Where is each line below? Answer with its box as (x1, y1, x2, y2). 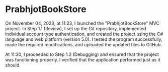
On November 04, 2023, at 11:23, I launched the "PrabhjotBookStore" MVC (5, 20, 159, 26)
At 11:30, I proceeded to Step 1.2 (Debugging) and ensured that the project (5, 51, 159, 57)
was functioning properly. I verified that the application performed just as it (5, 56, 160, 62)
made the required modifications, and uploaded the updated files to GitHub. (5, 41, 162, 47)
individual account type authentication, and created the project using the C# (5, 31, 163, 37)
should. (5, 62, 21, 68)
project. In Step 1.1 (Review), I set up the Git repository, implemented (5, 25, 146, 31)
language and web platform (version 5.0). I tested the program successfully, (5, 36, 162, 42)
